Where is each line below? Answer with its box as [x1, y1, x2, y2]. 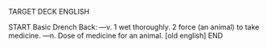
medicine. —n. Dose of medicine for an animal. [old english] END [8, 31, 224, 40]
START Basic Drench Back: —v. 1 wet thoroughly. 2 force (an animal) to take [8, 22, 260, 31]
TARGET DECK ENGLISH [8, 7, 90, 16]
